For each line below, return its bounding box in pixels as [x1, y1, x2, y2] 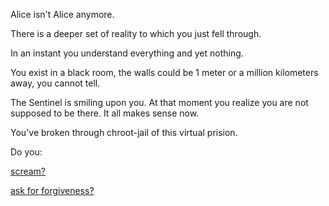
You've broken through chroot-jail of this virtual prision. [10, 127, 238, 138]
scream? [10, 165, 47, 177]
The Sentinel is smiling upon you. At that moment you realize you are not [10, 97, 309, 108]
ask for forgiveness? [10, 185, 95, 196]
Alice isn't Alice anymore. [10, 9, 115, 20]
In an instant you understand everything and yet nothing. [10, 47, 244, 59]
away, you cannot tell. [10, 77, 101, 89]
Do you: [10, 146, 43, 158]
